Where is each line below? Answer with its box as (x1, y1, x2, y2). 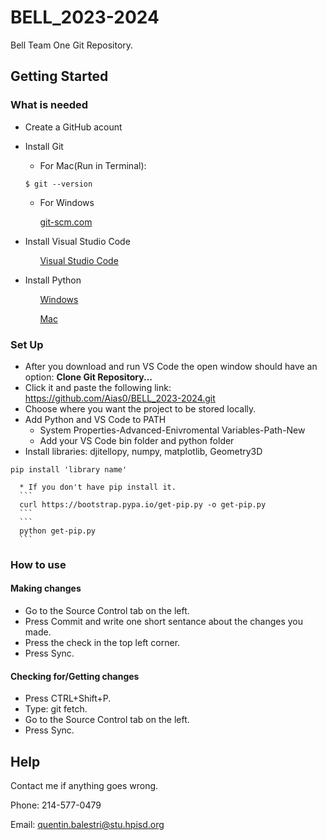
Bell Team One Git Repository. (10, 39, 134, 51)
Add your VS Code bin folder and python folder (39, 434, 235, 446)
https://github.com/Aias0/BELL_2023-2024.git (24, 392, 216, 404)
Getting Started (10, 68, 109, 85)
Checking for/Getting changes (10, 670, 140, 682)
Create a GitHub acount (24, 121, 123, 133)
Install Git (24, 140, 64, 152)
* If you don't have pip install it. (19, 482, 177, 492)
